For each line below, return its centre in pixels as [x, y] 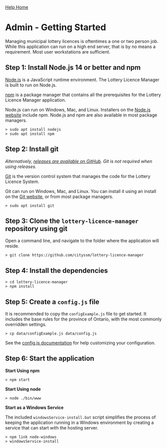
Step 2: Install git [32, 149]
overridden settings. [26, 324]
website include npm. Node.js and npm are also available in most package [81, 115]
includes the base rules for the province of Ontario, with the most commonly [83, 319]
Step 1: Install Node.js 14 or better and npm [73, 68]
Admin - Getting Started [56, 27]
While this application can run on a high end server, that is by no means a [81, 46]
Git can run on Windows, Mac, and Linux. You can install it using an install [81, 191]
